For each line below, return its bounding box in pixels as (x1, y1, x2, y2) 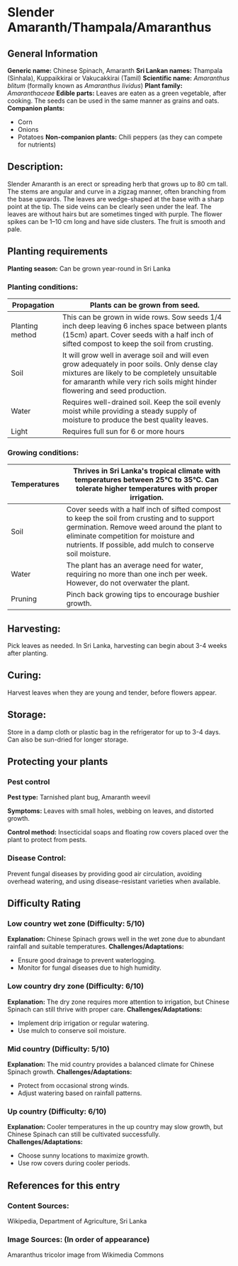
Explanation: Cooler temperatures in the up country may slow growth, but (7, 1123, 223, 1131)
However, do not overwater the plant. (66, 578, 190, 588)
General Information (7, 47, 98, 60)
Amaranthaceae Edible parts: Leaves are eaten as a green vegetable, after (7, 89, 227, 97)
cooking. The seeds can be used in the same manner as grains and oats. (7, 96, 220, 105)
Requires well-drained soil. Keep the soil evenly (62, 397, 221, 407)
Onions (17, 125, 39, 133)
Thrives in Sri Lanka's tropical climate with (73, 466, 221, 476)
